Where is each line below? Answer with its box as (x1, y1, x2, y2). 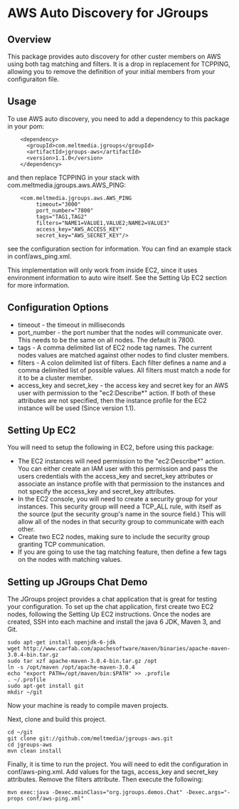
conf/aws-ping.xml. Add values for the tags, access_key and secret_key (7, 768, 218, 776)
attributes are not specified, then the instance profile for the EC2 (17, 396, 208, 404)
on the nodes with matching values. (17, 555, 122, 564)
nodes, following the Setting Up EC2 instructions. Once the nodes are (7, 610, 211, 619)
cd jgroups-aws (7, 741, 53, 748)
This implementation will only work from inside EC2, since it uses (7, 266, 198, 274)
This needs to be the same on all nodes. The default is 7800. (17, 335, 196, 344)
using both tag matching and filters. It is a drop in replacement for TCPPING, (7, 60, 231, 68)
